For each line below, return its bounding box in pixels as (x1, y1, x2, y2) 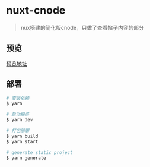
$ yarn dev (6, 117, 33, 123)
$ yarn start (6, 138, 39, 144)
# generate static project (6, 149, 73, 155)
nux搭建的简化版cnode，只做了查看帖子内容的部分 (20, 24, 144, 31)
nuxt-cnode (6, 4, 66, 17)
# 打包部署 (6, 128, 30, 134)
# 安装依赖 (6, 95, 30, 101)
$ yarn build (6, 133, 39, 139)
